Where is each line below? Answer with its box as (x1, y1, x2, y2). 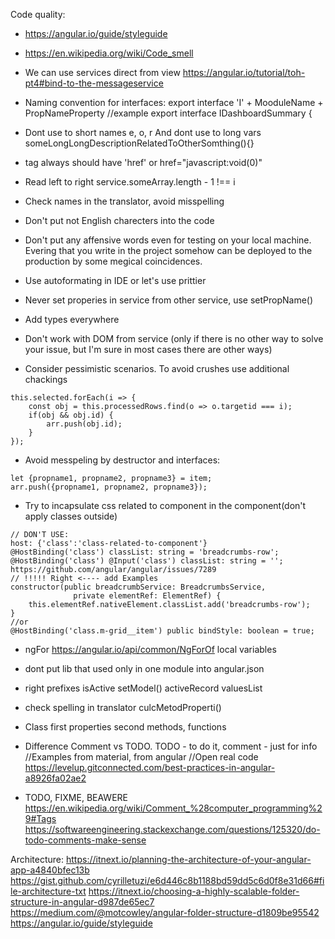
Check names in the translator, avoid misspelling (24, 195, 225, 207)
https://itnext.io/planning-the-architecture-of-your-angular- (66, 854, 312, 865)
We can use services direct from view (24, 67, 181, 78)
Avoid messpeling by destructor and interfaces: (24, 454, 221, 466)
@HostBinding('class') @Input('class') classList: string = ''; (10, 556, 284, 566)
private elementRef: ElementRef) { (73, 591, 222, 601)
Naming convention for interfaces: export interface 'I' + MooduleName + (24, 97, 324, 108)
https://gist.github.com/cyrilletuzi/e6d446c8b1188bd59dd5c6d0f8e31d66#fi (10, 875, 325, 886)
